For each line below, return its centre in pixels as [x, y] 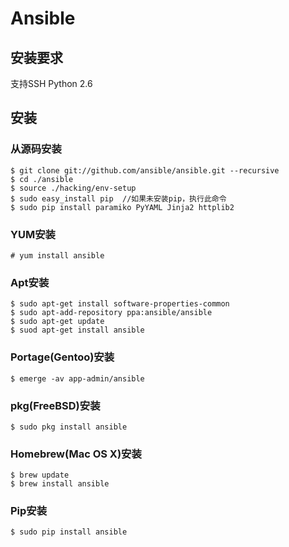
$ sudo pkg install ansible [69, 427]
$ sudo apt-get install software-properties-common [120, 304]
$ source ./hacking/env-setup [73, 188]
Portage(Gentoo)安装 [62, 357]
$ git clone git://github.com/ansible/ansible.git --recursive [145, 170]
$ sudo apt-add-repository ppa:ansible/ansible [111, 313]
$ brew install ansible [60, 484]
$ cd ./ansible [42, 179]
